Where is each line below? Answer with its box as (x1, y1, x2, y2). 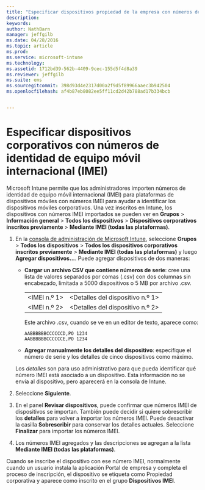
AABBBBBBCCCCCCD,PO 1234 (24, 330, 88, 336)
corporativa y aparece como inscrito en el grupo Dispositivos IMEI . (6, 477, 176, 484)
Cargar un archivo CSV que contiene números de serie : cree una (24, 266, 191, 273)
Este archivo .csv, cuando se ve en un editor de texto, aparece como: (24, 319, 199, 326)
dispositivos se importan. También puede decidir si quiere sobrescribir (15, 408, 193, 415)
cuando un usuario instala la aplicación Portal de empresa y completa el (6, 464, 187, 471)
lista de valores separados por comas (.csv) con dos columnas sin (24, 273, 191, 280)
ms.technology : (6, 60, 45, 66)
